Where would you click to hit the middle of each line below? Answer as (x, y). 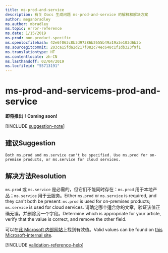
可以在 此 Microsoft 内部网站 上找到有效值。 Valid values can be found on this (84, 229)
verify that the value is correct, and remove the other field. (66, 219)
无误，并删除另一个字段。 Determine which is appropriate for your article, (85, 213)
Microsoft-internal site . (29, 235)
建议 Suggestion (30, 143)
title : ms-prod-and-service (35, 10)
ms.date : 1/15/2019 (26, 33)
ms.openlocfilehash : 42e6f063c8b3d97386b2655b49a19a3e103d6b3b (73, 43)
